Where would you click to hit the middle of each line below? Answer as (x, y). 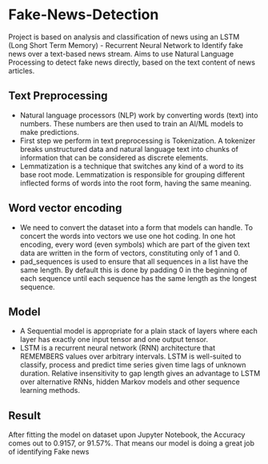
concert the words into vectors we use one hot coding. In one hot (128, 236)
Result (25, 416)
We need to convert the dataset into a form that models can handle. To (136, 227)
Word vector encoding (65, 208)
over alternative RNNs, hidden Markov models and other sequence (130, 382)
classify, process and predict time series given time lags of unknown (133, 365)
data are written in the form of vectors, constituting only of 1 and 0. (130, 252)
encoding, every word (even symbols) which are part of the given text (135, 244)
